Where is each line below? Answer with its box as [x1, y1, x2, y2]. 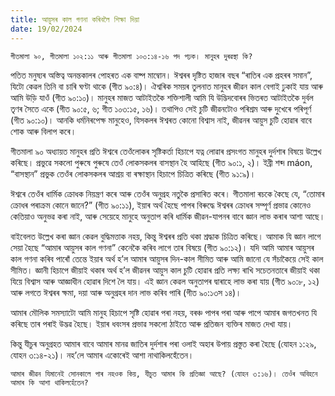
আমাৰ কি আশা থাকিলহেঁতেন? [10, 377, 89, 388]
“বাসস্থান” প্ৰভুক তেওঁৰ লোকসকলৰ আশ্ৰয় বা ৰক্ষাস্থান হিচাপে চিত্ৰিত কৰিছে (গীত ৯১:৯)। [10, 167, 257, 180]
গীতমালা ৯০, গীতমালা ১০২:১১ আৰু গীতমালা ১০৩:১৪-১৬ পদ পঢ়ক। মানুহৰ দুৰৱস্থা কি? [10, 51, 253, 61]
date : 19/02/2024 [10, 24, 83, 34]
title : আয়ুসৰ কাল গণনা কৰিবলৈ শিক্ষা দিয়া [10, 14, 140, 25]
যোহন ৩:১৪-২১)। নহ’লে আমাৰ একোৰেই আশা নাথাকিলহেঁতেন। [10, 349, 195, 361]
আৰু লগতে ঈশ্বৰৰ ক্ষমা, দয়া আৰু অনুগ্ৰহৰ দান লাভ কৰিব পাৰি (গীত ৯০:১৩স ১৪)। [10, 286, 242, 298]
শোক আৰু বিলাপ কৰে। [10, 125, 77, 137]
